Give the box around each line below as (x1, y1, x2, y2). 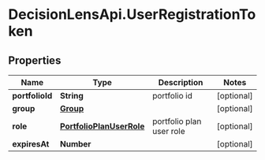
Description (158, 77, 203, 87)
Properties (8, 54, 62, 67)
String (59, 91, 84, 101)
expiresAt (12, 139, 50, 149)
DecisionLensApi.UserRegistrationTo (8, 6, 256, 24)
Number (59, 139, 91, 149)
